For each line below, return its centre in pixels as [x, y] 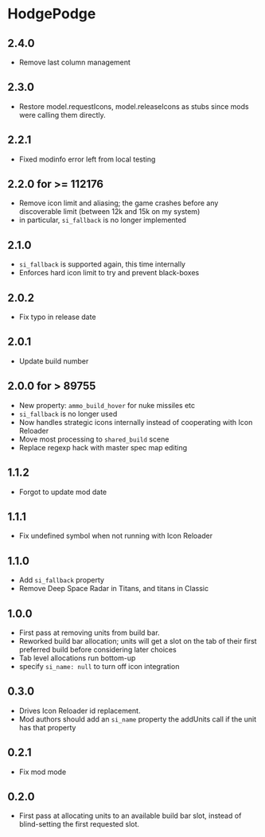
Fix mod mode [43, 772]
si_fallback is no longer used [68, 414]
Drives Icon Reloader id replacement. [80, 710]
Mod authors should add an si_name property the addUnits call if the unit [138, 719]
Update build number [54, 361]
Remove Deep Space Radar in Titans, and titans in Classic [114, 589]
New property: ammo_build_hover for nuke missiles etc [107, 405]
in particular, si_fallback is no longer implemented [103, 220]
